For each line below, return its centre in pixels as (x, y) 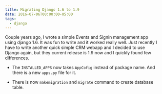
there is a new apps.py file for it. (44, 73)
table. (18, 87)
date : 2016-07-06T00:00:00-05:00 (39, 14)
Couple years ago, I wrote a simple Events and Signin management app (77, 37)
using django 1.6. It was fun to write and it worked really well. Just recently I (81, 43)
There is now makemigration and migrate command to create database (83, 82)
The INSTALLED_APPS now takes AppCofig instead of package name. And (83, 68)
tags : (10, 19)
